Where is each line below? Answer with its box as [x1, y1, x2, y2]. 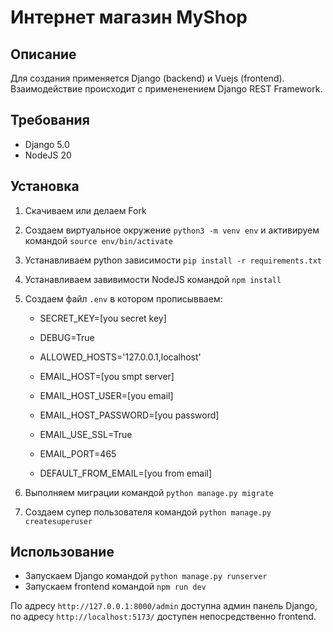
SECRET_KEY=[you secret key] [39, 312, 167, 324]
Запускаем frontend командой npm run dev [24, 581, 207, 593]
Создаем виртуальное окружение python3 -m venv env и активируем [24, 224, 320, 236]
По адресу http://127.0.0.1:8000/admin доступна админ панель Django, [10, 600, 318, 612]
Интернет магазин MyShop [10, 6, 248, 29]
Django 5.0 [24, 138, 70, 150]
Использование [10, 544, 115, 561]
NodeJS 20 [24, 149, 72, 161]
